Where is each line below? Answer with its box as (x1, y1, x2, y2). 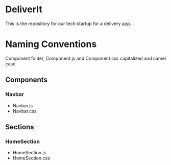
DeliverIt (5, 4, 42, 15)
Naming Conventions (5, 38, 97, 50)
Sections (5, 123, 34, 131)
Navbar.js (12, 102, 33, 108)
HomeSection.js (12, 150, 46, 156)
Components (5, 76, 47, 84)
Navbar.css (12, 108, 37, 114)
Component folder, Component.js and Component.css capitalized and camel (5, 55, 166, 61)
